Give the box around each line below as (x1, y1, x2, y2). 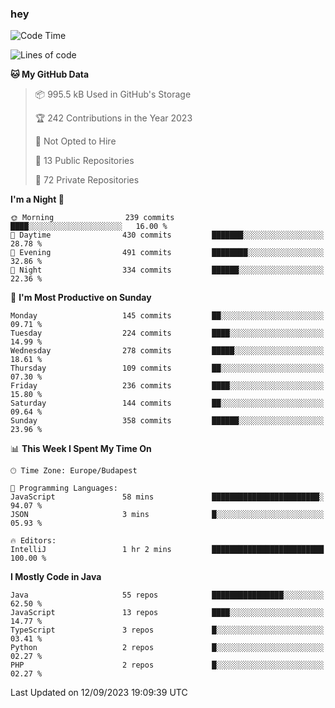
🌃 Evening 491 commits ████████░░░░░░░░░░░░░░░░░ (10, 248, 325, 258)
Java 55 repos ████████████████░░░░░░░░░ (10, 590, 325, 601)
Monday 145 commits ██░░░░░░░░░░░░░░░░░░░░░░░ (10, 311, 325, 321)
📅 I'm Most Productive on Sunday (10, 292, 152, 304)
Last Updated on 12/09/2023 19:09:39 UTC (10, 687, 188, 699)
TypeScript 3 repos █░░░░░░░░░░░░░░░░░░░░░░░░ (10, 625, 325, 636)
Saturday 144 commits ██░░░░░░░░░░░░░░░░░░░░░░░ (10, 398, 325, 409)
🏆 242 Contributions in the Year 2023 (34, 112, 193, 124)
